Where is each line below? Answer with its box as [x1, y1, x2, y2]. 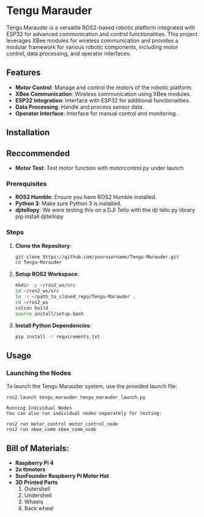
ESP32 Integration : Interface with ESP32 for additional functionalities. [15, 96, 191, 104]
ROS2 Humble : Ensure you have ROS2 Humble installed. [15, 193, 157, 201]
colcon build [15, 305, 49, 311]
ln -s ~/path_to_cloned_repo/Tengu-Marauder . [15, 294, 136, 300]
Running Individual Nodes [6, 405, 72, 411]
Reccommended [6, 148, 70, 159]
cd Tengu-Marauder [15, 259, 62, 266]
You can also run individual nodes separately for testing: [6, 410, 163, 417]
